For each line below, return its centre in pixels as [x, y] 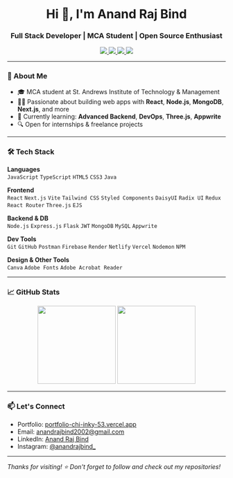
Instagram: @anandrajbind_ [56, 446]
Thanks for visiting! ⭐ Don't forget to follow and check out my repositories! [114, 466]
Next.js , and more [43, 109]
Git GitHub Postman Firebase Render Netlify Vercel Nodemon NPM [96, 247]
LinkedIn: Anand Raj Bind [53, 439]
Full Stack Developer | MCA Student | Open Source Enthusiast [116, 36]
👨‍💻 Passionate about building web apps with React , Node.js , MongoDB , [120, 101]
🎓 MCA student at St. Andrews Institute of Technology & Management [118, 91]
